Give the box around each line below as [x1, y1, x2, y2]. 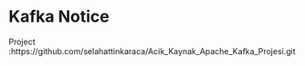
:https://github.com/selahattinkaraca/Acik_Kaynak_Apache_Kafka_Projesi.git [8, 45, 296, 56]
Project [8, 36, 36, 47]
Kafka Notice [8, 6, 110, 27]
